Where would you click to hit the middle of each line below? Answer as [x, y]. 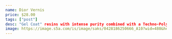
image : [12, 29]
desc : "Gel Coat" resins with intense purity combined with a [73, 24]
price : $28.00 [20, 15]
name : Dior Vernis [25, 10]
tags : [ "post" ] [21, 19]
